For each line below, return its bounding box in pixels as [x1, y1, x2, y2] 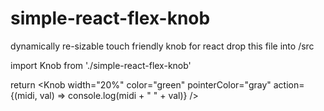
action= [273, 78, 305, 91]
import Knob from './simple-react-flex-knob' [10, 59, 192, 71]
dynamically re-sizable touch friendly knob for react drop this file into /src [10, 40, 315, 52]
